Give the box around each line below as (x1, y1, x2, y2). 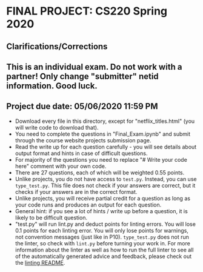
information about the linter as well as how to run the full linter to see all (15, 246, 194, 253)
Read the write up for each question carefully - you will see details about (15, 143, 197, 150)
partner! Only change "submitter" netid (6, 71, 159, 81)
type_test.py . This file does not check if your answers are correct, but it (15, 182, 196, 189)
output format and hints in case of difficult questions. (15, 150, 148, 157)
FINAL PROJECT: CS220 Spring (6, 4, 168, 18)
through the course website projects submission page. (15, 136, 151, 144)
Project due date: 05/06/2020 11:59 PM (6, 101, 158, 111)
